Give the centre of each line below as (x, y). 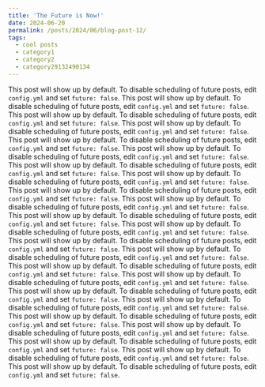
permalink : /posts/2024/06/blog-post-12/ (78, 30)
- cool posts (37, 45)
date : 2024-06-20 (37, 23)
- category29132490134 (53, 67)
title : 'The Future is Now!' (56, 15)
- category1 (35, 52)
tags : (17, 38)
